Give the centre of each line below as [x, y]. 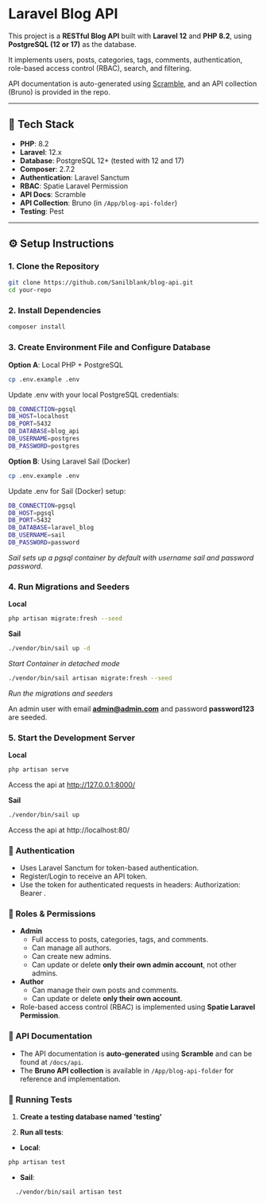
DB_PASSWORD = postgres [44, 446]
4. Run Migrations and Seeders [69, 587]
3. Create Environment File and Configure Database [110, 347]
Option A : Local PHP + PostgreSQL [66, 365]
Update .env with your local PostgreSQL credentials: [94, 394]
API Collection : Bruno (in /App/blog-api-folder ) [99, 203]
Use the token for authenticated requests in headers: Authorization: [130, 885]
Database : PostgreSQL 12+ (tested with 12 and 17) [102, 161]
